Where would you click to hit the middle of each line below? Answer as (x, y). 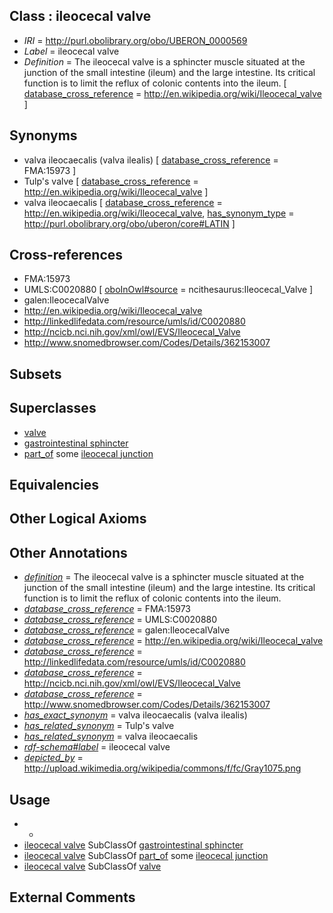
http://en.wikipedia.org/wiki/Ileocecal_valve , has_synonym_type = (159, 213)
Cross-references (66, 255)
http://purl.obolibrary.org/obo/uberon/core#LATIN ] (129, 223)
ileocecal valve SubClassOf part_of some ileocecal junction (146, 856)
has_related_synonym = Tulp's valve (99, 726)
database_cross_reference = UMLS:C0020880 (120, 620)
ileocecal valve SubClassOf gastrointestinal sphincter (133, 845)
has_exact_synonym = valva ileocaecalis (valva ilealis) (135, 715)
